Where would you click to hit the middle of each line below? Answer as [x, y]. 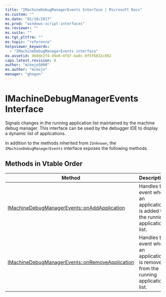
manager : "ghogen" [24, 74]
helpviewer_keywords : [27, 47]
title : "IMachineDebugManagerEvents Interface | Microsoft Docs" [74, 10]
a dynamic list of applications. [36, 133]
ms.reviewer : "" [22, 28]
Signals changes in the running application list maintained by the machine [80, 123]
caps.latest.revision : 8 [31, 60]
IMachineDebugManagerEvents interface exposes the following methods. [77, 148]
